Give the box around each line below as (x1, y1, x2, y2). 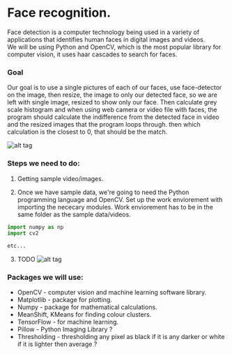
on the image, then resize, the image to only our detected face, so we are (7, 90, 217, 99)
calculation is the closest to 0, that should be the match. (7, 127, 168, 136)
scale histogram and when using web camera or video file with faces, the (7, 106, 217, 114)
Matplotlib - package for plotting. (17, 296, 113, 304)
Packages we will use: (7, 273, 84, 283)
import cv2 (7, 230, 39, 237)
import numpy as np (7, 223, 64, 230)
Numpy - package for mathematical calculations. (17, 303, 158, 311)
